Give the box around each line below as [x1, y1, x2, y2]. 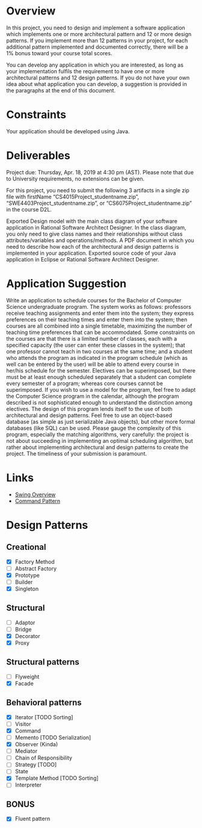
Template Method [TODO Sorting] [14, 775, 99, 782]
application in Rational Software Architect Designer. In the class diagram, [6, 224, 186, 231]
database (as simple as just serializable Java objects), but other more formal [6, 418, 195, 425]
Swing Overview [14, 491, 56, 498]
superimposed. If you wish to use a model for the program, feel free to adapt [6, 386, 196, 393]
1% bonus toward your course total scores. [6, 49, 112, 56]
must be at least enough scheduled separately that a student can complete [6, 373, 192, 380]
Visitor [14, 720, 31, 728]
